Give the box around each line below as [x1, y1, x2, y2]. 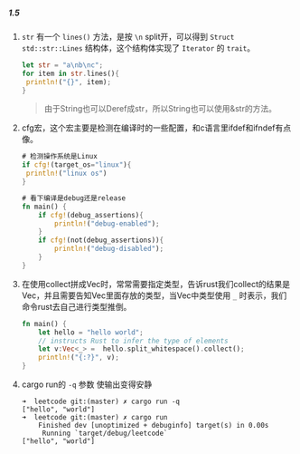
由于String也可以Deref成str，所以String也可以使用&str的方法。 [43, 103, 277, 114]
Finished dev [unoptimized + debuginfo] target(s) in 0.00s [38, 421, 269, 430]
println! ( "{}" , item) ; [25, 77, 112, 86]
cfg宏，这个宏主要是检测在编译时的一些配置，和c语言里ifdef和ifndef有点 [21, 122, 291, 133]
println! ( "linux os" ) [25, 169, 108, 179]
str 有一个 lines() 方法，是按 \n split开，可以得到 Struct [21, 31, 235, 42]
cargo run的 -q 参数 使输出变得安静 [21, 379, 153, 390]
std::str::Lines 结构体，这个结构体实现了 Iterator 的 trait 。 [21, 42, 256, 53]
